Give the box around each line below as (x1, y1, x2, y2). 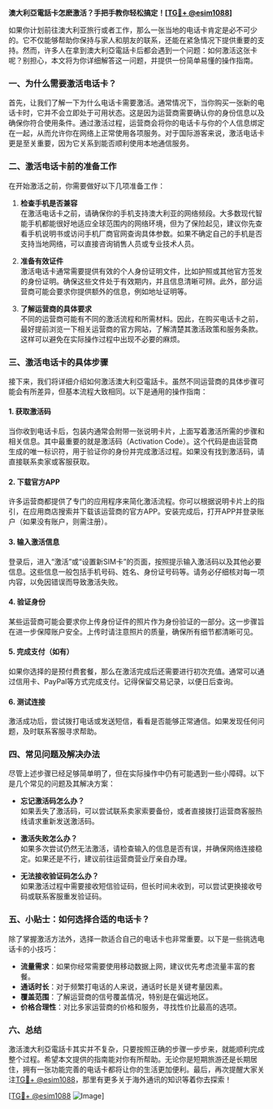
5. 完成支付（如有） (8, 647, 74, 656)
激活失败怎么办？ (19, 834, 78, 843)
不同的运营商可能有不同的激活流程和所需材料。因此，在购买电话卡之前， (19, 314, 262, 323)
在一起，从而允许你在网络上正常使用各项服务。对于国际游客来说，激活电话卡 (8, 128, 265, 138)
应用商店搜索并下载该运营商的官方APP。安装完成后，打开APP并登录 (29, 507, 258, 517)
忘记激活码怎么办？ (19, 796, 85, 806)
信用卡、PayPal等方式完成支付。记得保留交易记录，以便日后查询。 (15, 676, 238, 686)
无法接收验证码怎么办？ (19, 871, 99, 881)
